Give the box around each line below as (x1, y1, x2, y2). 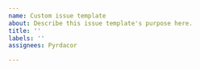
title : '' (8, 26, 42, 34)
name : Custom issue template (8, 11, 106, 20)
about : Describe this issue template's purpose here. (8, 19, 194, 27)
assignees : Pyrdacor (8, 42, 78, 50)
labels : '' (8, 34, 45, 43)
